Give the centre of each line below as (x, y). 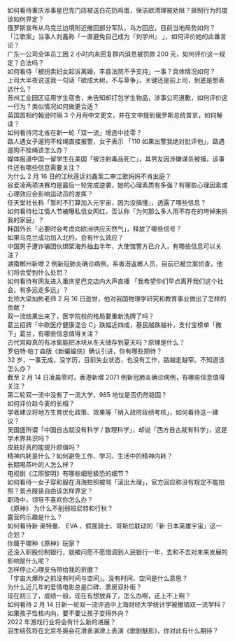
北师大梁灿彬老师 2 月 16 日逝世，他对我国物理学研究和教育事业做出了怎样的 (117, 298)
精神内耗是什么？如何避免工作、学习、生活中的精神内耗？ (90, 456)
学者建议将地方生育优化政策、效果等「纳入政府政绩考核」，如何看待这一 (110, 412)
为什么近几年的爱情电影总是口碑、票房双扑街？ (74, 587)
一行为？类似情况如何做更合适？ (53, 106)
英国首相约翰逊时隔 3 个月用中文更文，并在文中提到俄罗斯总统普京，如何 (112, 115)
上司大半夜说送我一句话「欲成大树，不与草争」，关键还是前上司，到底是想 (113, 80)
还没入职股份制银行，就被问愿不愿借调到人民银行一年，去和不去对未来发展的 (117, 552)
